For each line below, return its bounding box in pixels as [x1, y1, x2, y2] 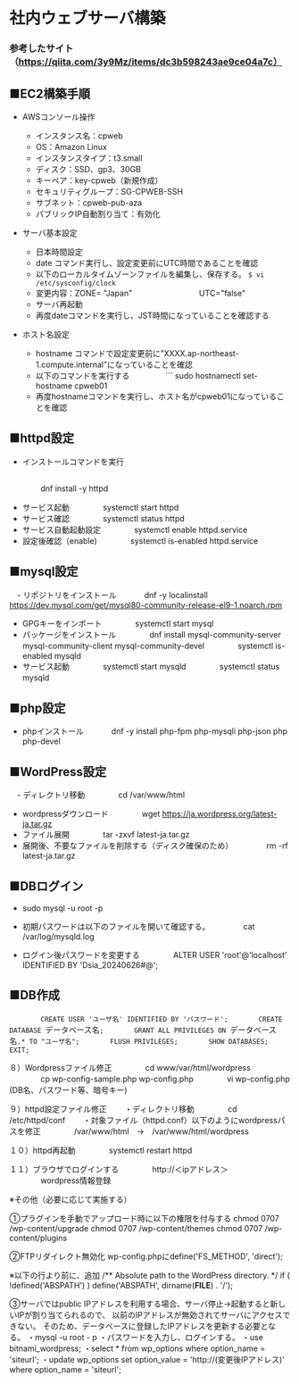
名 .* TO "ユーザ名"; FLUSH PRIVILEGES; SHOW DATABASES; [9, 1035, 270, 1046]
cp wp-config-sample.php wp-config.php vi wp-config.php [39, 1073, 290, 1084]
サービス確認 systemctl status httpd [21, 513, 185, 523]
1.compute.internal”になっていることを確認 [35, 359, 194, 370]
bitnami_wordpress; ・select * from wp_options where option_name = [9, 1343, 266, 1354]
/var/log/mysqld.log [21, 930, 96, 942]
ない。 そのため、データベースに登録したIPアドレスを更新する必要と [16, 1321, 269, 1331]
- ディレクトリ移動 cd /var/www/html [16, 789, 186, 800]
